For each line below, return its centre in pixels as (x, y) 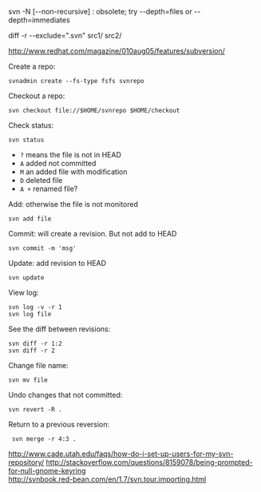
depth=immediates (39, 20)
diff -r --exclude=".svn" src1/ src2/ (65, 36)
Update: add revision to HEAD (57, 263)
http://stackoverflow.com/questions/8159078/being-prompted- (149, 462)
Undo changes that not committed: (65, 395)
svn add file (30, 219)
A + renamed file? (49, 188)
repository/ (26, 462)
